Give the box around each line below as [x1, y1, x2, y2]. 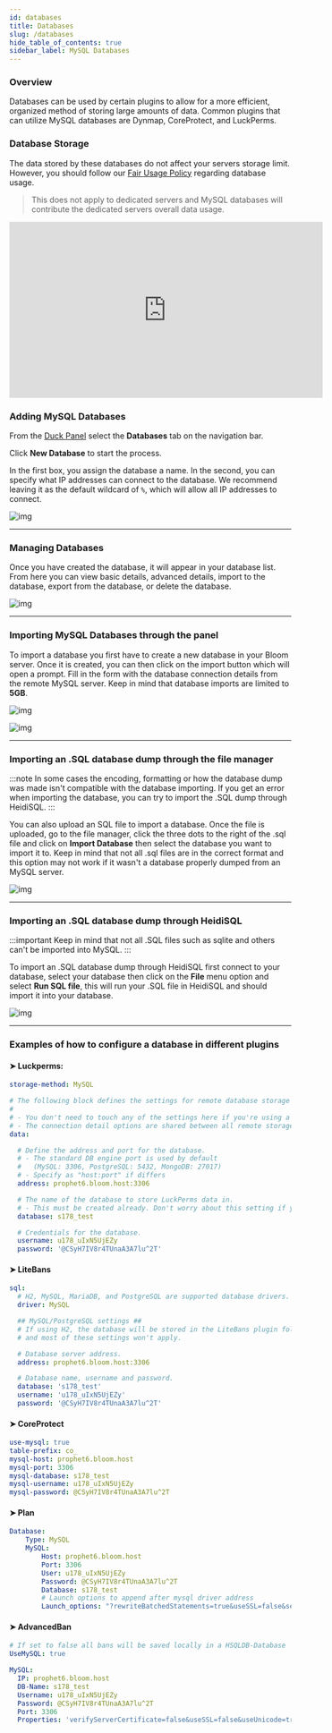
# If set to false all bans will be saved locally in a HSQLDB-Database [9, 1641, 286, 1651]
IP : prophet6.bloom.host [17, 1674, 110, 1683]
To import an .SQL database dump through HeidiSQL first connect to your [9, 962, 280, 973]
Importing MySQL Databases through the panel [9, 629, 219, 641]
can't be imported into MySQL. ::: [9, 945, 132, 956]
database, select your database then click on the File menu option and [9, 972, 269, 982]
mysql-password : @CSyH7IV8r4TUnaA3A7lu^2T [9, 1488, 170, 1497]
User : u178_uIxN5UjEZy [41, 1568, 126, 1577]
